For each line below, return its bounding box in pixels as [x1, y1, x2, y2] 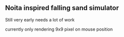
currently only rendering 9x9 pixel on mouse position [5, 26, 113, 32]
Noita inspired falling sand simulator [5, 4, 120, 12]
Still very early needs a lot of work [5, 17, 75, 22]
